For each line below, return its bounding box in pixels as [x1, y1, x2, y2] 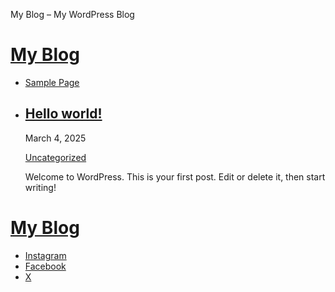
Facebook [24, 260, 67, 272]
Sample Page [24, 76, 80, 88]
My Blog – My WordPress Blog [10, 9, 135, 20]
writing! [24, 181, 57, 193]
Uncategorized [24, 151, 87, 163]
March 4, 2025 [24, 132, 87, 144]
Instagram [24, 249, 67, 261]
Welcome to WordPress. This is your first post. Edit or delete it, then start [24, 170, 326, 183]
